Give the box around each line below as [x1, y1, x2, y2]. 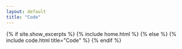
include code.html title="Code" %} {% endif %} [6, 37, 122, 44]
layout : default [6, 8, 46, 15]
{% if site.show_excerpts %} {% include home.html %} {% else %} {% [6, 30, 177, 37]
